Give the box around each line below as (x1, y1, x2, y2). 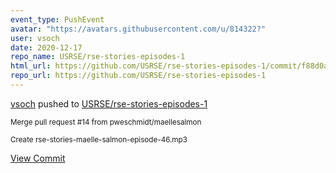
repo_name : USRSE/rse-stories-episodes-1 (10, 52, 186, 62)
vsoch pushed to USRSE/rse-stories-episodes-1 (10, 97, 208, 110)
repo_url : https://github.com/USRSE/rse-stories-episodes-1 (10, 71, 267, 81)
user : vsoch (10, 33, 60, 43)
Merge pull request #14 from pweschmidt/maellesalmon (10, 117, 202, 127)
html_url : (10, 61, 52, 71)
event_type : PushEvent (10, 14, 105, 25)
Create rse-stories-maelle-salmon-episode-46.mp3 (10, 134, 188, 145)
